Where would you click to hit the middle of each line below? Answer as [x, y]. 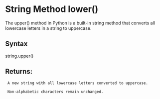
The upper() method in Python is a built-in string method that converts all [80, 23]
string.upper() [19, 56]
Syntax [16, 44]
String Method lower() [52, 9]
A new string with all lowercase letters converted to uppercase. [78, 83]
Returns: [19, 71]
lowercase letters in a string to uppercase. [48, 28]
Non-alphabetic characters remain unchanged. [55, 92]
